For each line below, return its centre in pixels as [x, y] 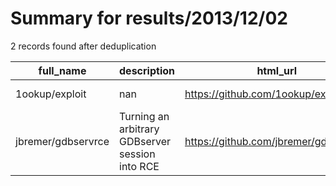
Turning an [144, 116]
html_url [277, 70]
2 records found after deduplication [83, 46]
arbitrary [139, 129]
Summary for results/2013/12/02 [149, 18]
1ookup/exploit [51, 94]
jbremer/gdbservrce [62, 141]
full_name [62, 70]
